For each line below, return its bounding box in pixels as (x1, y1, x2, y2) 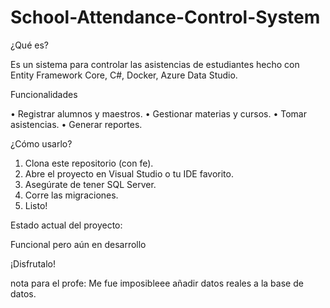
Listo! (24, 199, 48, 211)
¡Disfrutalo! (10, 257, 56, 270)
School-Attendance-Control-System (10, 6, 321, 29)
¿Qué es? (10, 39, 49, 51)
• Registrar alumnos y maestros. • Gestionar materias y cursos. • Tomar (10, 107, 307, 120)
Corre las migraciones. (24, 189, 119, 201)
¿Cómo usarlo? (10, 137, 73, 150)
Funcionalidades (10, 88, 78, 100)
